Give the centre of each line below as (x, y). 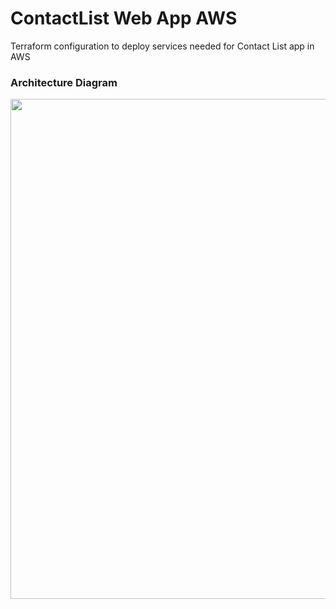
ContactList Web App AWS (124, 18)
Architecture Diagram (64, 82)
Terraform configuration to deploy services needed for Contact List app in (162, 46)
